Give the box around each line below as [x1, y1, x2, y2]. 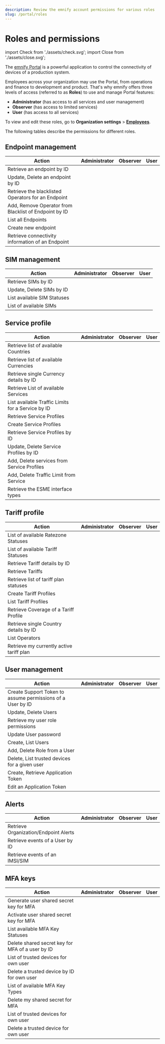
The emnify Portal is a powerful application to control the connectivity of [5, 64, 152, 70]
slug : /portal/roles [5, 12, 48, 17]
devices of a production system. [5, 70, 70, 75]
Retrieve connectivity [7, 232, 56, 239]
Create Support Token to [7, 688, 65, 695]
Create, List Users [7, 739, 49, 746]
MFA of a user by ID [7, 946, 53, 953]
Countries [7, 348, 30, 355]
